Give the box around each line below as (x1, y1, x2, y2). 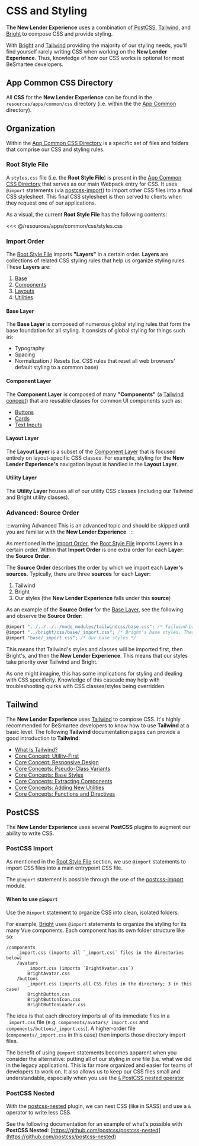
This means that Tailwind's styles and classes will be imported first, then (6, 645, 183, 652)
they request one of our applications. (6, 199, 97, 206)
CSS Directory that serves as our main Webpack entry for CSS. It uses (6, 180, 178, 187)
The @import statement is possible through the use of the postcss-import (6, 875, 184, 883)
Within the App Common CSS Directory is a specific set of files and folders (6, 139, 189, 146)
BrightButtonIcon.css (27, 997, 81, 1003)
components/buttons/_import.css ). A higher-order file (6, 1025, 136, 1032)
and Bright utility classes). (6, 494, 70, 501)
